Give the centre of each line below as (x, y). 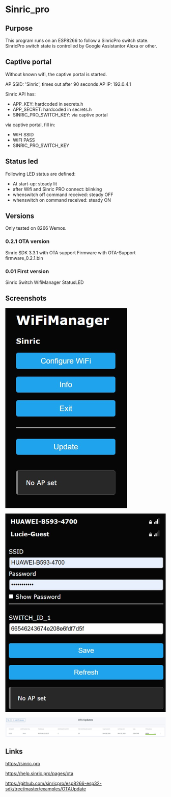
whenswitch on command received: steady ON (62, 200)
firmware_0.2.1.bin (24, 258)
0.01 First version (27, 271)
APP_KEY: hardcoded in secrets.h (48, 104)
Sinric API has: (21, 94)
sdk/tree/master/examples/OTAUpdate (46, 789)
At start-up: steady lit (35, 184)
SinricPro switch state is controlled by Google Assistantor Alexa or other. (81, 46)
